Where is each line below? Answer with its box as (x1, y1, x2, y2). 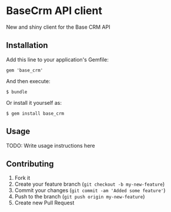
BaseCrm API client (6, 4, 103, 18)
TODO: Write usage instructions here (6, 142, 95, 149)
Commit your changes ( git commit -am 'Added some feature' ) (14, 187, 166, 194)
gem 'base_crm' (6, 67, 43, 73)
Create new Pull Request (14, 199, 75, 206)
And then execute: (6, 77, 51, 84)
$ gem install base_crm (6, 110, 65, 117)
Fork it (14, 175, 31, 182)
